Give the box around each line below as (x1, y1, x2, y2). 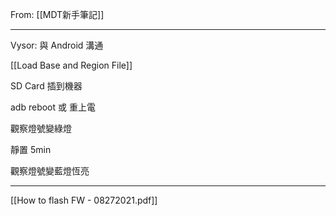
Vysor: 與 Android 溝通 (10, 39, 104, 51)
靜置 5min (10, 144, 52, 155)
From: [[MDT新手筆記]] (10, 9, 105, 20)
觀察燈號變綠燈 (10, 123, 72, 134)
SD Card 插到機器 (10, 80, 83, 92)
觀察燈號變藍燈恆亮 (10, 165, 90, 177)
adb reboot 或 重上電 (10, 101, 96, 113)
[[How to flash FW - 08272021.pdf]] (10, 194, 158, 206)
